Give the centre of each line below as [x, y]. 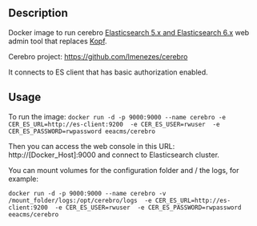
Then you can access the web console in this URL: [92, 146]
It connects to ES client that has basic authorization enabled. [108, 72]
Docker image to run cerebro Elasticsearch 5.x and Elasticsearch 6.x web [129, 32]
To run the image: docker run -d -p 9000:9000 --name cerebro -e [117, 116]
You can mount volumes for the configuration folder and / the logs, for [124, 170]
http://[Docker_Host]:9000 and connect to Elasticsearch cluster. [114, 155]
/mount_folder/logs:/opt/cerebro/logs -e [80, 200]
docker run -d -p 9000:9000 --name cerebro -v [87, 193]
